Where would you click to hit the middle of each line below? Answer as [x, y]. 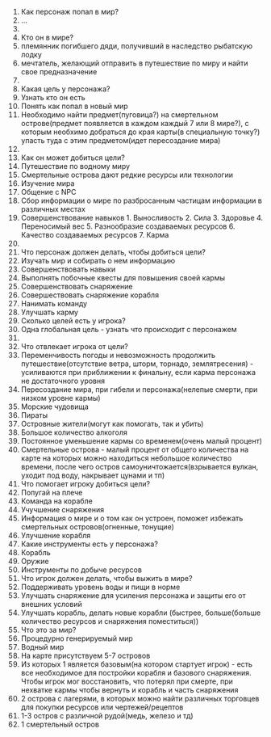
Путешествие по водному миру [75, 166]
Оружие [35, 561]
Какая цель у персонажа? [65, 89]
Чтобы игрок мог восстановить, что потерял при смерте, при [127, 681]
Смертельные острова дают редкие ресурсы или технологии [127, 175]
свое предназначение [59, 72]
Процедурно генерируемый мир [77, 638]
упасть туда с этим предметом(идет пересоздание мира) [121, 140]
